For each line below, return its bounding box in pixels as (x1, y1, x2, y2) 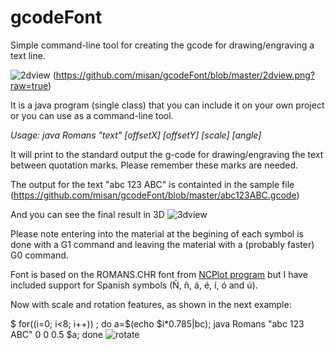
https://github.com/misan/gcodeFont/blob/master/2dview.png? (55, 69, 316, 81)
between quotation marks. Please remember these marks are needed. (10, 159, 299, 171)
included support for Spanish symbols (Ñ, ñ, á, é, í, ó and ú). (10, 279, 258, 291)
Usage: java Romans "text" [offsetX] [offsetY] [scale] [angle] (10, 129, 262, 141)
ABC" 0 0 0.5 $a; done (10, 328, 104, 340)
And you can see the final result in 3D (10, 208, 165, 220)
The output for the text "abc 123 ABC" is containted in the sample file (10, 178, 295, 190)
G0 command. (10, 249, 69, 261)
